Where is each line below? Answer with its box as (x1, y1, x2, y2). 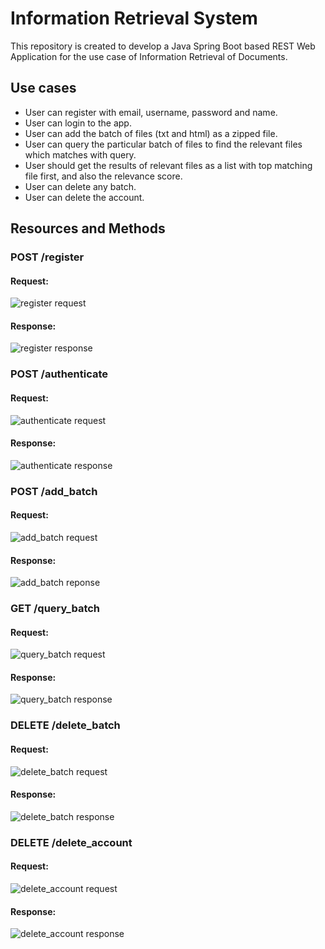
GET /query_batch (10, 602, 101, 616)
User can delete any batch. (24, 180, 137, 192)
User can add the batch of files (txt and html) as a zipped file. (24, 127, 278, 139)
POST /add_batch (10, 484, 98, 498)
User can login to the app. (24, 117, 132, 129)
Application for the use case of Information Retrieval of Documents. (10, 50, 288, 62)
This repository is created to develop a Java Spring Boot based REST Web (10, 40, 316, 52)
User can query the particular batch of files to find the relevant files (24, 138, 303, 150)
